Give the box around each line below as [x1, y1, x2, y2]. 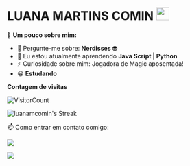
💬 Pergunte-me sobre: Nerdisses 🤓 [16, 44, 118, 52]
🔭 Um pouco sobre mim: [7, 31, 78, 39]
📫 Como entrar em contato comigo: [7, 123, 109, 131]
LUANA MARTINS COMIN [7, 8, 154, 24]
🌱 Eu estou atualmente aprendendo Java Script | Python [16, 51, 178, 60]
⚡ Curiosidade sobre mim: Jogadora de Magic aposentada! [16, 59, 184, 68]
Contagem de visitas [7, 82, 67, 91]
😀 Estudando [16, 69, 57, 78]
